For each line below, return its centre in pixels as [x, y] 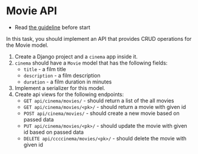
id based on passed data [53, 132]
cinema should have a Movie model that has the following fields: [91, 63]
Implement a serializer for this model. [60, 88]
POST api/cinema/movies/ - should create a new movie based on [101, 113]
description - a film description [62, 75]
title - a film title [45, 69]
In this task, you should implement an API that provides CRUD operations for [99, 38]
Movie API [32, 11]
